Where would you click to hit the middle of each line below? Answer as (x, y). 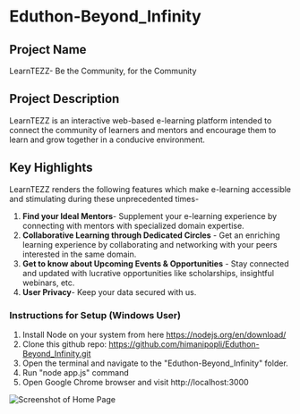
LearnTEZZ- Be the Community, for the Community (103, 71)
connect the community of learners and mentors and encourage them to (143, 130)
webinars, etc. (48, 283)
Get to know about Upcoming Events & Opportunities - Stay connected (155, 263)
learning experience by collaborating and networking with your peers (150, 244)
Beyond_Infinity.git (56, 353)
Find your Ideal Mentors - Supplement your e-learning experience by (150, 215)
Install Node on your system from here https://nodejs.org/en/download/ (154, 334)
